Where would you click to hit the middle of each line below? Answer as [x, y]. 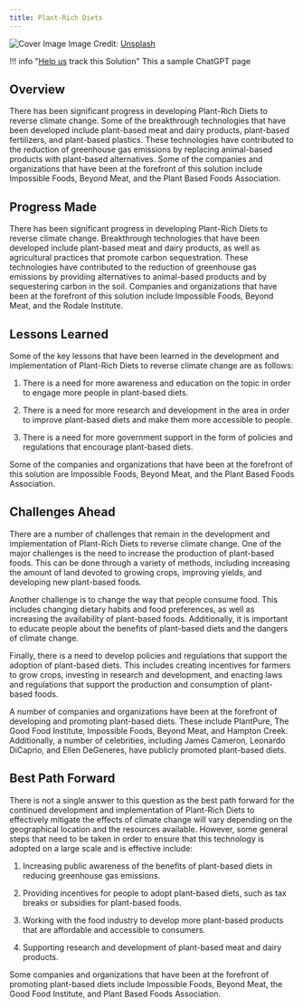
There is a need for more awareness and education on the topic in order [156, 383]
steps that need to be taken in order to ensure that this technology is [137, 839]
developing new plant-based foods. [76, 582]
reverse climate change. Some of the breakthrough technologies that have [148, 121]
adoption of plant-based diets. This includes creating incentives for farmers [150, 665]
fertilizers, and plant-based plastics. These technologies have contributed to [151, 140]
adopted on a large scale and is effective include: [101, 848]
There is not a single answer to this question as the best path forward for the [152, 800]
